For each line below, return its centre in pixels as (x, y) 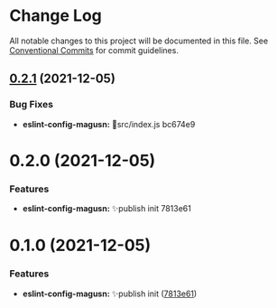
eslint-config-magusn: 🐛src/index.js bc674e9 (109, 124)
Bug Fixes (32, 105)
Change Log (55, 16)
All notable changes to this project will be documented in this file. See (139, 41)
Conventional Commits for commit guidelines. (94, 50)
